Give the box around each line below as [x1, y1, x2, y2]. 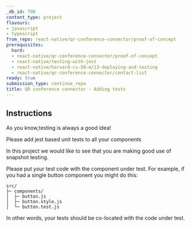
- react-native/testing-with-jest [11, 58, 97, 64]
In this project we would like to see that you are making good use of [6, 147, 172, 154]
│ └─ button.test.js [6, 204, 60, 210]
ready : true [6, 75, 36, 81]
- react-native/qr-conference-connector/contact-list [11, 70, 147, 76]
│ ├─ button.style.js [6, 198, 62, 204]
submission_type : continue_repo [6, 81, 86, 87]
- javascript [6, 25, 39, 32]
